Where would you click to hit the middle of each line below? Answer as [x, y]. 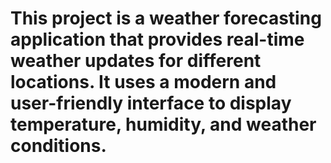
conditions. [58, 146]
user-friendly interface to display [151, 103]
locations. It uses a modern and [143, 82]
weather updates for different [136, 61]
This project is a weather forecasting [166, 18]
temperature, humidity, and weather [163, 124]
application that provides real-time [157, 39]
